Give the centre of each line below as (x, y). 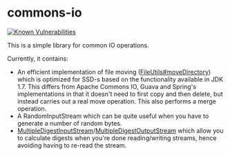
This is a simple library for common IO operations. (78, 45)
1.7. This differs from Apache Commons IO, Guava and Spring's (107, 86)
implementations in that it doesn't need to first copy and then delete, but (120, 94)
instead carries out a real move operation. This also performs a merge (116, 101)
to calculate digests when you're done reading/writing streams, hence (117, 138)
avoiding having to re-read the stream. (72, 145)
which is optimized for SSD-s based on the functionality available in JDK (120, 79)
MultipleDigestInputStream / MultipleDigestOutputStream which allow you (120, 130)
